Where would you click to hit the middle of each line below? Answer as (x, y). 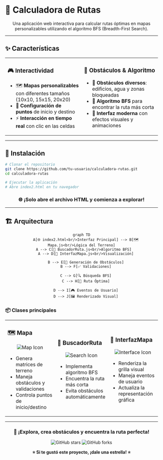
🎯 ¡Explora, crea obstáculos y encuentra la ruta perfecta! (81, 432)
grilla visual (131, 369)
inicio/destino (31, 407)
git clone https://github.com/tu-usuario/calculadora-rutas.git (71, 169)
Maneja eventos (136, 375)
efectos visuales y (113, 120)
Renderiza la (132, 363)
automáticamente (85, 397)
